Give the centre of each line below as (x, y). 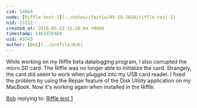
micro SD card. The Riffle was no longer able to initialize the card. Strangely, (99, 68)
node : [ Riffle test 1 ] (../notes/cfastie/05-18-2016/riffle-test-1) (91, 17)
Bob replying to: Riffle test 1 (40, 98)
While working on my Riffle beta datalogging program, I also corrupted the (97, 61)
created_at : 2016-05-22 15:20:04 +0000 (55, 28)
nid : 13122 (20, 23)
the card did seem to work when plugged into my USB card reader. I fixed (96, 74)
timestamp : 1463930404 (34, 34)
